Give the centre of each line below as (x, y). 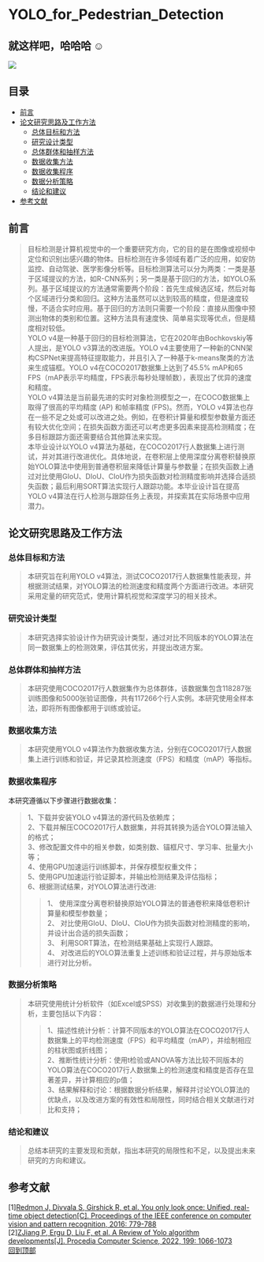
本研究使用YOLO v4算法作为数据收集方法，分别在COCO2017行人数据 (139, 750)
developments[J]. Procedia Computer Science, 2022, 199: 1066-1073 (120, 1241)
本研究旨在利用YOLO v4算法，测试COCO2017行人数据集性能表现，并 (139, 576)
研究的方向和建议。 (59, 1161)
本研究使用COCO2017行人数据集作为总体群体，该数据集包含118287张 (139, 688)
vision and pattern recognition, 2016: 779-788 (82, 1224)
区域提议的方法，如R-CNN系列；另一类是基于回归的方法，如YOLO (142, 278)
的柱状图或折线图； (78, 1050)
